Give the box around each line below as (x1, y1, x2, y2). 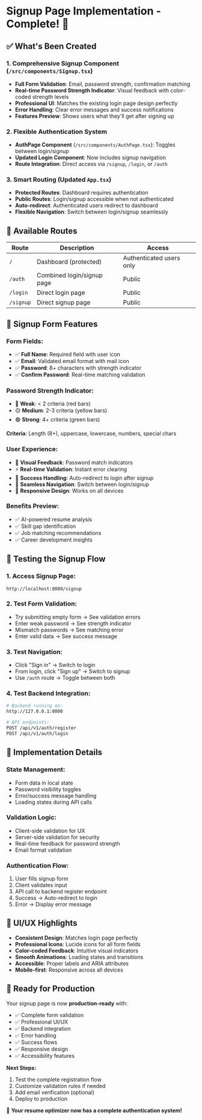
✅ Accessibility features (14, 1052, 75, 1059)
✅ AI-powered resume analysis (14, 516, 92, 523)
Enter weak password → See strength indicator (14, 619, 132, 627)
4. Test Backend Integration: (6, 689, 91, 698)
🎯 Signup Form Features (6, 318, 98, 329)
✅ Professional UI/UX (14, 1018, 69, 1025)
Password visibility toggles (14, 785, 81, 793)
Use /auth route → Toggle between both (14, 674, 115, 682)
